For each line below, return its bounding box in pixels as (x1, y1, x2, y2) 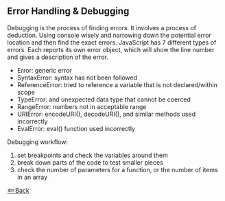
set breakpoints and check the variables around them (16, 151, 168, 159)
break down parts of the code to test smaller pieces (16, 158, 163, 167)
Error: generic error (16, 66, 72, 74)
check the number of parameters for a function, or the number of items (16, 165, 218, 174)
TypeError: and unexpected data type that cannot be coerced (16, 95, 191, 104)
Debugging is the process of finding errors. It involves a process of (7, 23, 197, 32)
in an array (16, 173, 48, 181)
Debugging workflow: (7, 137, 69, 146)
